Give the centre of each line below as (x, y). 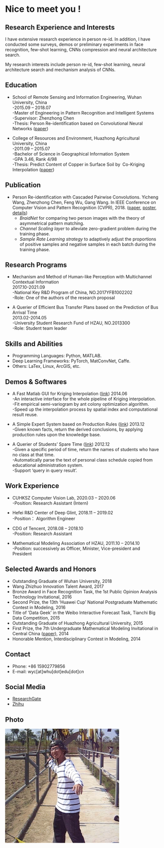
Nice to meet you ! (43, 9)
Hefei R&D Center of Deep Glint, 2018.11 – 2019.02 (63, 512)
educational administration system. (48, 465)
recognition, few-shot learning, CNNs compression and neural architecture (81, 50)
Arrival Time (25, 312)
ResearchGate (27, 699)
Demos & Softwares (36, 382)
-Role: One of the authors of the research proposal (64, 298)
